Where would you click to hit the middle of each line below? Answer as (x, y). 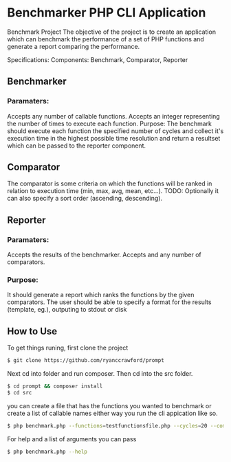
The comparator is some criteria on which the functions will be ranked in (110, 183)
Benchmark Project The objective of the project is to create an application (112, 32)
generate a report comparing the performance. (74, 46)
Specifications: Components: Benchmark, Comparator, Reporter (98, 59)
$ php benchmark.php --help (47, 452)
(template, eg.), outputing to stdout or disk (67, 310)
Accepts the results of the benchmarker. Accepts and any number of (104, 255)
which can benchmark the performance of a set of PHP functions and (106, 39)
